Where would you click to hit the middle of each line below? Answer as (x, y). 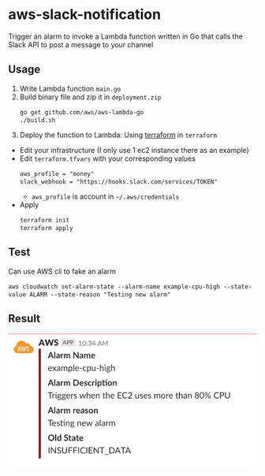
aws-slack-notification (85, 15)
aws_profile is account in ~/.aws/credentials (105, 196)
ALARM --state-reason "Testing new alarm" (100, 294)
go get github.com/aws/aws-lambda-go (82, 112)
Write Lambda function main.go (70, 88)
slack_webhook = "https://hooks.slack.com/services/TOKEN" (119, 182)
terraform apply (46, 228)
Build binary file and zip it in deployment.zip (90, 97)
